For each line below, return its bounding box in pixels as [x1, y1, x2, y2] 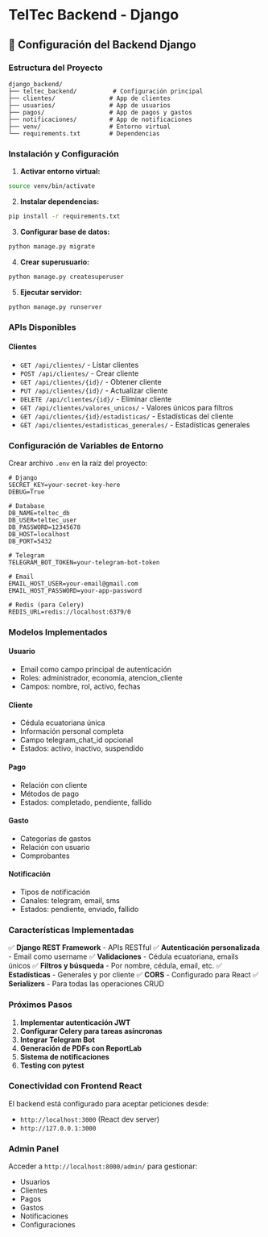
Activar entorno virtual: [19, 167, 101, 177]
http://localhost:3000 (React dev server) [19, 1114, 160, 1124]
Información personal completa [19, 727, 125, 736]
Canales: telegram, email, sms [19, 895, 121, 905]
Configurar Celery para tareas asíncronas [19, 1026, 163, 1035]
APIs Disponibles [8, 322, 76, 333]
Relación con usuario [19, 842, 90, 852]
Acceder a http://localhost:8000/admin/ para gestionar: [8, 1161, 198, 1171]
